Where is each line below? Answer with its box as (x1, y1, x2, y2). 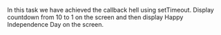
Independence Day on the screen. (7, 21, 104, 28)
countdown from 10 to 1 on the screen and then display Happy (7, 13, 184, 21)
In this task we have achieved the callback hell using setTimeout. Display (7, 6, 214, 14)
